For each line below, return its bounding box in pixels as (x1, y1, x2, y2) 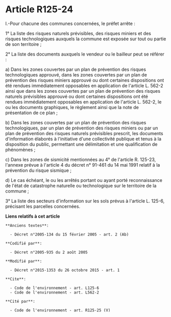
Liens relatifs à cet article (5, 213, 60, 219)
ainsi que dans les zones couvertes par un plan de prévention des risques (5, 88, 161, 94)
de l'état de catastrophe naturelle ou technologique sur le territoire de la (5, 182, 157, 189)
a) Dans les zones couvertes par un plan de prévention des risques (5, 66, 146, 72)
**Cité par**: (5, 299, 36, 304)
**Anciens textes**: (5, 223, 50, 228)
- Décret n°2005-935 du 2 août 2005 (10, 250, 88, 255)
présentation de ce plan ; (5, 110, 58, 116)
